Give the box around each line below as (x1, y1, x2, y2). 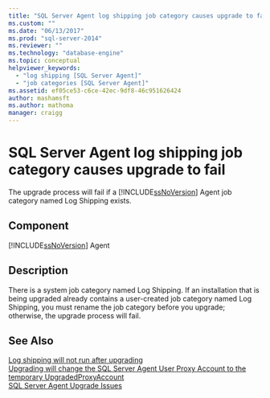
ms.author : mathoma (8, 101, 74, 109)
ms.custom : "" (8, 19, 56, 27)
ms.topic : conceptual (8, 57, 81, 65)
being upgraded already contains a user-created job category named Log (8, 293, 252, 303)
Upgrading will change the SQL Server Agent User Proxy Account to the (8, 363, 247, 374)
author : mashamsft (8, 94, 70, 102)
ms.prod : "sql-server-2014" (8, 34, 103, 43)
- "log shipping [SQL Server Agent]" (15, 72, 142, 80)
